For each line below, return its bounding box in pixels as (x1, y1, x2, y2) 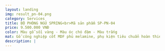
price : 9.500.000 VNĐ (5, 25, 50, 30)
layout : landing (5, 7, 38, 12)
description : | (5, 39, 36, 44)
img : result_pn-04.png (5, 12, 52, 17)
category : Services (5, 16, 45, 21)
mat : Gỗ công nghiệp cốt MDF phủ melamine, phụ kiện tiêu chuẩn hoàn (5, 34, 151, 39)
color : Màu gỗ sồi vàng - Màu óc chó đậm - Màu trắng (5, 30, 118, 34)
